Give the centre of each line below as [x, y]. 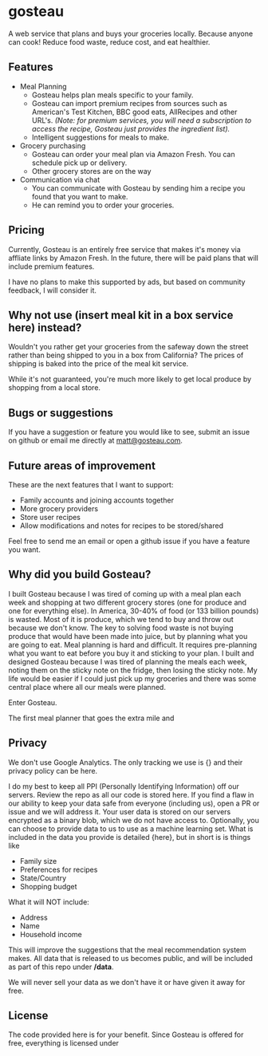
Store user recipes [50, 517]
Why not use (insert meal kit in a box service [121, 315]
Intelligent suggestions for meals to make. [100, 137]
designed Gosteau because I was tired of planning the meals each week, [128, 661]
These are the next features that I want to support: [91, 485]
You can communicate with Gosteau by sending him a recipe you [138, 188]
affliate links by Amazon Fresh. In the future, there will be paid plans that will [134, 258]
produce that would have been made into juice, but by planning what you [128, 636]
